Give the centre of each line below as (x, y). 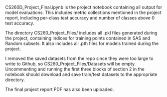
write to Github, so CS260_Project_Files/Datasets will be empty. (71, 64)
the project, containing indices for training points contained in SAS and (78, 38)
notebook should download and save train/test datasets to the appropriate (81, 74)
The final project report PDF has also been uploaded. (60, 89)
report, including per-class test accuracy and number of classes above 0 (80, 18)
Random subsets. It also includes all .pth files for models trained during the (82, 43)
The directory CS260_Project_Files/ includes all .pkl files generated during (82, 33)
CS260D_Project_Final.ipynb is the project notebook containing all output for (84, 7)
